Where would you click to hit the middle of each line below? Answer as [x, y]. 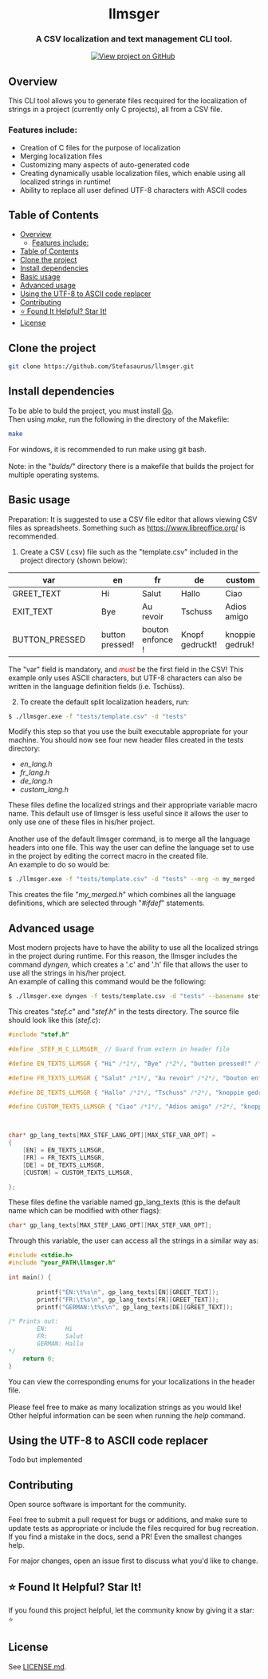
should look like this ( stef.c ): [55, 1020]
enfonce [158, 639]
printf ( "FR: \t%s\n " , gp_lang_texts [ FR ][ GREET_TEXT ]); [128, 1300]
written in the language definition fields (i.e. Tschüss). [97, 686]
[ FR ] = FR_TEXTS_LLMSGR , [64, 1157]
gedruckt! [199, 644]
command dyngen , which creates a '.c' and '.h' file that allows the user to [128, 964]
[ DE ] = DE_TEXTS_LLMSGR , [64, 1165]
